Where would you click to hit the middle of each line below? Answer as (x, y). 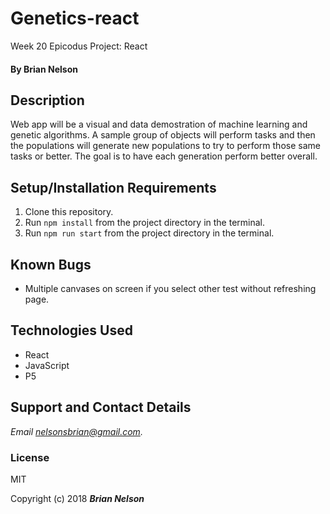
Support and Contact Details (101, 407)
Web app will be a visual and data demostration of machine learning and (159, 124)
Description (47, 100)
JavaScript (47, 365)
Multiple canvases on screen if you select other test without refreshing (170, 288)
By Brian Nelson (44, 69)
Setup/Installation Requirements (113, 187)
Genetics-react (75, 18)
